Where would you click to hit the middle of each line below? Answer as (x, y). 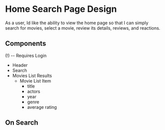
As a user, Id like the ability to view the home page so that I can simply (77, 23)
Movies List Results (32, 76)
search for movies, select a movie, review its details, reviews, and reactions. (83, 28)
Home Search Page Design (61, 9)
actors (34, 91)
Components (26, 44)
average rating (42, 107)
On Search (22, 123)
